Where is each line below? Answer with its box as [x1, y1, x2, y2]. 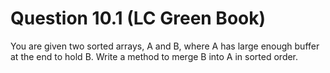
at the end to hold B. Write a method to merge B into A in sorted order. [10, 50, 299, 62]
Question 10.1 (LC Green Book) [10, 7, 267, 30]
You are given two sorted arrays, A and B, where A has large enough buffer [10, 40, 320, 52]
